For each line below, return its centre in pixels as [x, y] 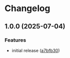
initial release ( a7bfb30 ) [36, 50]
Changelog [27, 8]
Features [15, 40]
